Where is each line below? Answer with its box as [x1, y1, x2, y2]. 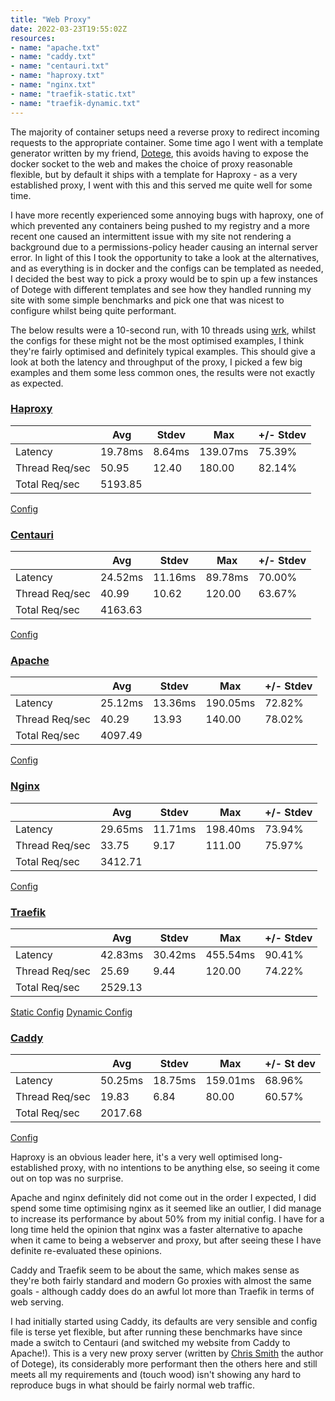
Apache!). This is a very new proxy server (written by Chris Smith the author [10, 1347, 324, 1360]
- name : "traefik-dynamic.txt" [10, 98, 141, 108]
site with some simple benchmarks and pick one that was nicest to [10, 294, 285, 306]
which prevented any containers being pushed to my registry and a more [10, 219, 310, 231]
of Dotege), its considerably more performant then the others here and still [10, 1358, 318, 1370]
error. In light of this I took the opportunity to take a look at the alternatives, [10, 251, 320, 263]
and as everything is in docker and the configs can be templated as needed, [10, 262, 324, 274]
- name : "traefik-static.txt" [10, 89, 137, 99]
